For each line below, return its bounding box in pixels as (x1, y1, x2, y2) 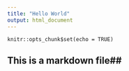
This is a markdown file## (7, 54, 122, 66)
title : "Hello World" (7, 10, 70, 17)
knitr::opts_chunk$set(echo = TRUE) (7, 35, 114, 42)
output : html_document (7, 17, 73, 24)
